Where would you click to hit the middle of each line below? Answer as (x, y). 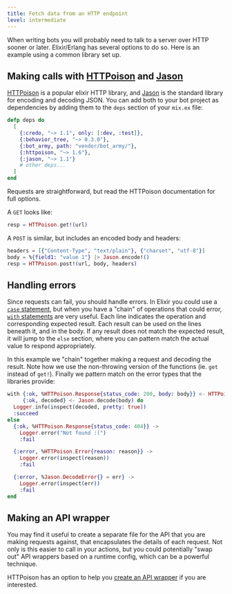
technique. (22, 564)
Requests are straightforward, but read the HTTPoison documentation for (111, 192)
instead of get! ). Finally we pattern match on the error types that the (105, 374)
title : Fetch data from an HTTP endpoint (68, 13)
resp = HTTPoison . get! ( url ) (48, 225)
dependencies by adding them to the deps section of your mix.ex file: (105, 107)
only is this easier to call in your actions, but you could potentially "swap (110, 549)
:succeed (26, 413)
